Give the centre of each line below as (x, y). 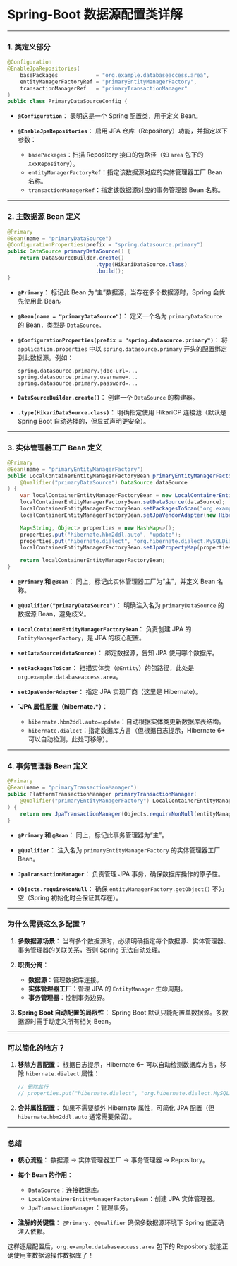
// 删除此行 (33, 1087)
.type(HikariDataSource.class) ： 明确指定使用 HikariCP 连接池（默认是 (122, 412)
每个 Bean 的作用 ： (45, 1175)
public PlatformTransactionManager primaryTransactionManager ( (102, 794)
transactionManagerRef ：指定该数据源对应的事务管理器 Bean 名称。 (126, 190)
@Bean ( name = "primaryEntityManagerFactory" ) (75, 469)
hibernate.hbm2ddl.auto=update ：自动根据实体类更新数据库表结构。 (127, 722)
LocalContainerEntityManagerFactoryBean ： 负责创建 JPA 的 (104, 629)
